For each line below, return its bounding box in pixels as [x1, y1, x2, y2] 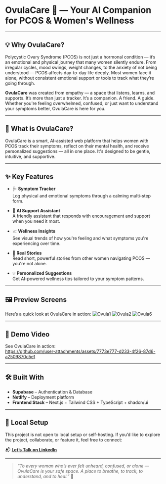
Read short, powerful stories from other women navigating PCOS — [12, 255, 151, 261]
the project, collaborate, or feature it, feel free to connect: [5, 436, 123, 442]
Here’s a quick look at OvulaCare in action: [5, 311, 91, 317]
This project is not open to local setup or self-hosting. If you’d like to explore [5, 432, 161, 437]
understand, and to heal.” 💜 [17, 473, 74, 479]
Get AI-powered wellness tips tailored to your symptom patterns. [12, 276, 144, 282]
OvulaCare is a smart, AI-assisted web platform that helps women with [5, 138, 149, 144]
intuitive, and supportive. [5, 153, 56, 159]
